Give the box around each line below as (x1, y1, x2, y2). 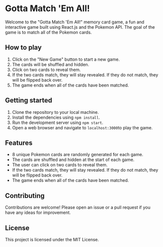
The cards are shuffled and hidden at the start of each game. (12, 157, 135, 163)
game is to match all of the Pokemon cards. (5, 29, 92, 35)
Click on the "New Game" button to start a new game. (12, 56, 120, 62)
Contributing (5, 192, 45, 200)
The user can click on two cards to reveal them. (12, 162, 108, 168)
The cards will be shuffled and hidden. (12, 61, 90, 67)
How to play (5, 43, 42, 52)
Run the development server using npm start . (12, 120, 104, 125)
